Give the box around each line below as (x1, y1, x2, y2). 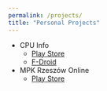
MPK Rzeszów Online (19, 65, 90, 75)
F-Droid (31, 56, 57, 67)
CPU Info (19, 40, 50, 49)
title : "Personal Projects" (8, 19, 101, 27)
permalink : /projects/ (8, 11, 83, 20)
